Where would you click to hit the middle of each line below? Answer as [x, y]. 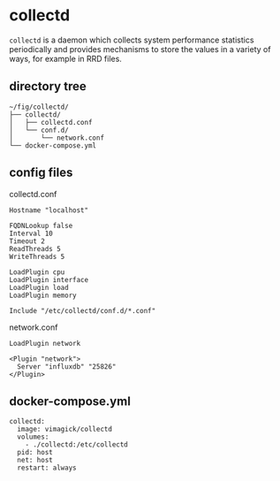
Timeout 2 [27, 241]
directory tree [48, 86]
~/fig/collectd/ [39, 107]
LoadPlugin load [39, 287]
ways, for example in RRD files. [65, 58]
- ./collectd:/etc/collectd [76, 445]
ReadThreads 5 [35, 248]
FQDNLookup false [41, 225]
